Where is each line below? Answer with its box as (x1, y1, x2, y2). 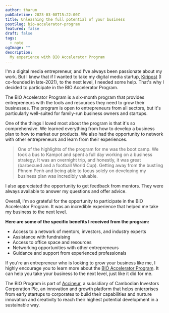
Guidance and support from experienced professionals (12, 250, 127, 256)
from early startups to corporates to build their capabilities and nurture (5, 291, 152, 297)
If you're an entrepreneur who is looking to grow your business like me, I (5, 260, 155, 266)
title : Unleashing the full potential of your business (5, 17, 125, 22)
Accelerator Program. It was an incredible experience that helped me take (5, 204, 159, 210)
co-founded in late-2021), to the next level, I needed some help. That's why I (5, 79, 164, 85)
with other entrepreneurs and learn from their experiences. (5, 136, 128, 142)
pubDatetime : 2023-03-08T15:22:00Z (5, 12, 80, 17)
